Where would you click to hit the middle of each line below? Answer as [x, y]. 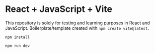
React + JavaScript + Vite [59, 9]
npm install [17, 37]
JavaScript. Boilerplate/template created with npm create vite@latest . [77, 28]
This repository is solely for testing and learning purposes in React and [77, 23]
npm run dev [17, 46]
